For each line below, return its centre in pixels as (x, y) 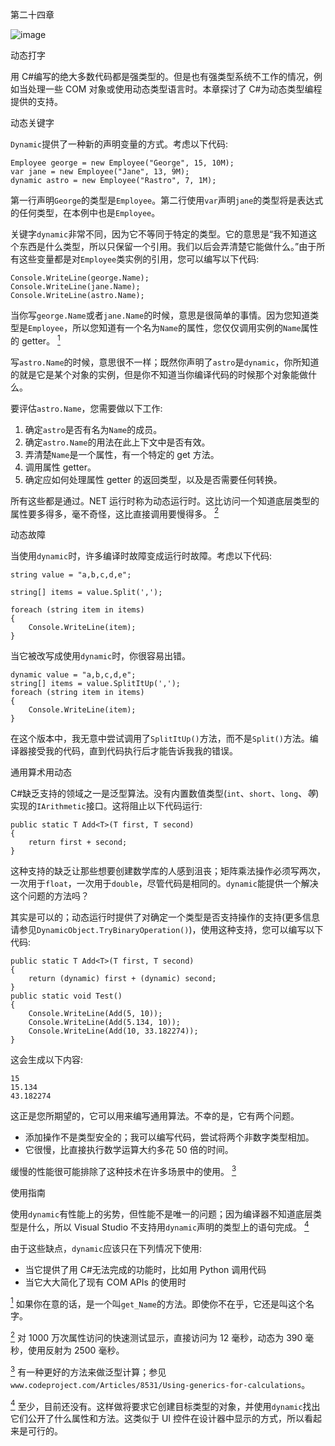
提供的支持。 (36, 101)
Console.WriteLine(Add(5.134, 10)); (105, 1023)
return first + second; (78, 843)
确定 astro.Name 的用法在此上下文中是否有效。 (117, 442)
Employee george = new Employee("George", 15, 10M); (122, 163)
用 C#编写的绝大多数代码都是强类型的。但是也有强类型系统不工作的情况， (162, 76)
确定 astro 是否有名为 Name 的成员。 (93, 429)
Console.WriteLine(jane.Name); (75, 287)
